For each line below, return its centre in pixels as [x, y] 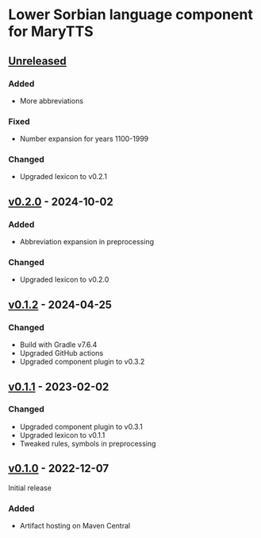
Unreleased [38, 61]
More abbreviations [52, 100]
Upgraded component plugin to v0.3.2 [82, 362]
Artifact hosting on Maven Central [75, 525]
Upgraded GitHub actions [61, 353]
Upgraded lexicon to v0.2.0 [64, 279]
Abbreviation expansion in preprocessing [87, 242]
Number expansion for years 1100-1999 [84, 139]
